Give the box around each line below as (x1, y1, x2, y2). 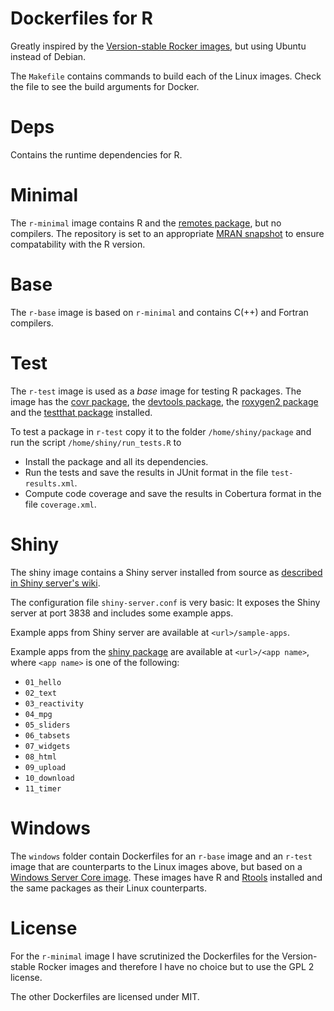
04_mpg (24, 709, 53, 719)
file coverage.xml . (24, 498, 97, 510)
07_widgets (24, 741, 71, 751)
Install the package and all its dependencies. (24, 455, 209, 467)
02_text (24, 688, 57, 698)
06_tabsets (24, 730, 71, 741)
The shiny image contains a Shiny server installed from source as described (10, 566, 323, 578)
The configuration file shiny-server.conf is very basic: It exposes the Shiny (10, 596, 321, 608)
